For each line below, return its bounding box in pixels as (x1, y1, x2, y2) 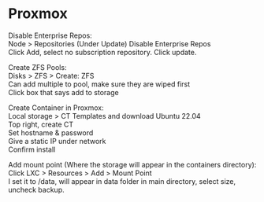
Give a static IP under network (8, 136, 106, 145)
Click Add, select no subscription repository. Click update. (8, 47, 197, 57)
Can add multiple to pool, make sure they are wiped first (8, 79, 191, 89)
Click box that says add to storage (8, 87, 120, 97)
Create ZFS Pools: (8, 62, 67, 72)
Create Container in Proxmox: (8, 103, 104, 112)
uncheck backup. (8, 185, 65, 194)
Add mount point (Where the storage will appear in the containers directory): (8, 160, 257, 169)
